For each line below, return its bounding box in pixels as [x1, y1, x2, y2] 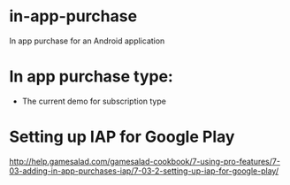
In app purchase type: [9, 66, 174, 87]
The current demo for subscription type [21, 96, 166, 106]
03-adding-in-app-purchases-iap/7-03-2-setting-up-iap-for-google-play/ [9, 166, 279, 176]
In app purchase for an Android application [9, 35, 165, 46]
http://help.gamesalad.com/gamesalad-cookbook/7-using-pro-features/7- [9, 156, 281, 166]
